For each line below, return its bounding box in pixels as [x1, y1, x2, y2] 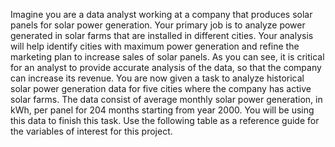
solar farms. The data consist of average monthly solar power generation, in [10, 94, 323, 105]
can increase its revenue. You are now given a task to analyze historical [10, 72, 305, 84]
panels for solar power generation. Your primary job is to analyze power [10, 19, 306, 31]
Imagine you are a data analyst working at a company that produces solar [10, 9, 313, 20]
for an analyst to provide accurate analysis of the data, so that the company [10, 62, 322, 73]
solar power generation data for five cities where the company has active [10, 83, 312, 94]
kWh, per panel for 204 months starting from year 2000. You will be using [10, 104, 315, 116]
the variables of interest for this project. [10, 125, 173, 137]
